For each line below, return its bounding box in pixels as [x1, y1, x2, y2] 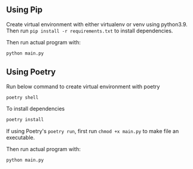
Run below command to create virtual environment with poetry [6, 83, 160, 90]
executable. [6, 134, 35, 141]
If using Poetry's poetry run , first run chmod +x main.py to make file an [6, 128, 179, 135]
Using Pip [6, 5, 43, 15]
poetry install [6, 117, 44, 123]
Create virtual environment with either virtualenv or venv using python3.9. [6, 20, 188, 28]
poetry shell [6, 94, 39, 101]
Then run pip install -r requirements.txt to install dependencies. [6, 27, 173, 34]
